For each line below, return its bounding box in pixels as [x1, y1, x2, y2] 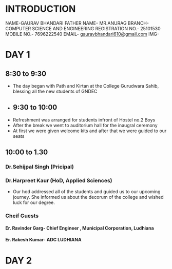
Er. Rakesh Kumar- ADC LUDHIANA [5, 237, 82, 243]
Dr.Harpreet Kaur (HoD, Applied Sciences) [5, 177, 112, 184]
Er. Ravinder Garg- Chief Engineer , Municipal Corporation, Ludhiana [5, 225, 154, 231]
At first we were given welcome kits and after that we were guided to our [12, 128, 167, 134]
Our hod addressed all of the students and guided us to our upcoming [12, 189, 161, 195]
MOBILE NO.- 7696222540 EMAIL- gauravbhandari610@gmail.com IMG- [5, 31, 160, 37]
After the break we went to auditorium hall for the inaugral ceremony [12, 122, 158, 128]
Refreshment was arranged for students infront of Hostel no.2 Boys [12, 116, 156, 123]
